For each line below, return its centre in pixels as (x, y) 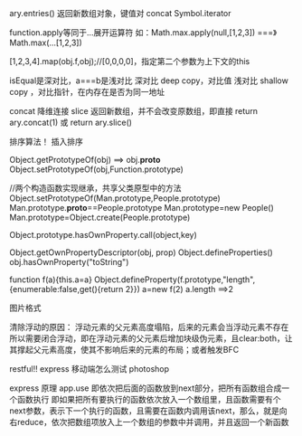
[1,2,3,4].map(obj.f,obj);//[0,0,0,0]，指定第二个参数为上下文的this (130, 61)
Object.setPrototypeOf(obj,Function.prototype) (96, 169)
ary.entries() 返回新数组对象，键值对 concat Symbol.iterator (121, 13)
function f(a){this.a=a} (51, 280)
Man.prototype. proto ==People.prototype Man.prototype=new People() (142, 208)
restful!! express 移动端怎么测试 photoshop (90, 369)
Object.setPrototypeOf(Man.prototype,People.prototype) (115, 198)
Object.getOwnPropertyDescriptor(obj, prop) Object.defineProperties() (141, 252)
